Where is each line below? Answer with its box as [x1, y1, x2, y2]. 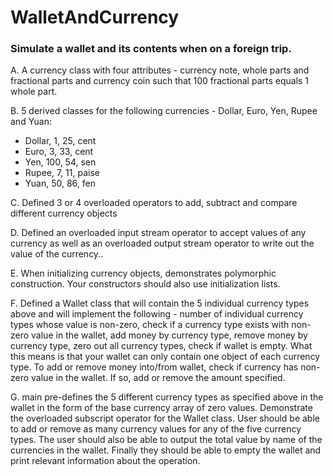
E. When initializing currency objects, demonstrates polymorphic [10, 267, 277, 280]
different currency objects [10, 207, 118, 220]
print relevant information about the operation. [10, 455, 201, 467]
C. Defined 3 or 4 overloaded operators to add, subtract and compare [10, 197, 298, 209]
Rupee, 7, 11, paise [24, 167, 100, 179]
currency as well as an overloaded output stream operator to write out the [10, 237, 315, 250]
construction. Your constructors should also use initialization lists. [10, 278, 281, 290]
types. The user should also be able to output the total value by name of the [10, 434, 323, 446]
